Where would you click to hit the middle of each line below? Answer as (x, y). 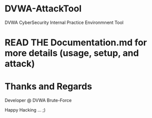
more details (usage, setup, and (72, 53)
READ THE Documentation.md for (76, 43)
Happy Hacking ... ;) (25, 110)
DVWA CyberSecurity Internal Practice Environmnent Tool (64, 22)
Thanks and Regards (48, 86)
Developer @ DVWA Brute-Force (38, 101)
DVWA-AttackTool (43, 9)
